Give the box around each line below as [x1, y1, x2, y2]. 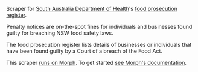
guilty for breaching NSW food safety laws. [6, 29, 113, 37]
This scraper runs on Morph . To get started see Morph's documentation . [6, 59, 187, 66]
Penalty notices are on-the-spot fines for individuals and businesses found [6, 23, 193, 30]
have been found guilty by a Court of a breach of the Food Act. [6, 47, 163, 55]
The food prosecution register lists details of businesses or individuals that [6, 41, 192, 48]
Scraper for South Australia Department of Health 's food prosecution [6, 5, 178, 12]
